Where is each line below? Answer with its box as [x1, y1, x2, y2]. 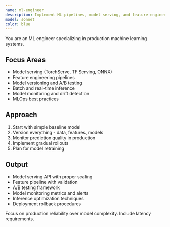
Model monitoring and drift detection [12, 91, 90, 97]
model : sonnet [5, 17, 35, 22]
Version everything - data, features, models [12, 129, 104, 135]
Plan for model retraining [12, 145, 65, 152]
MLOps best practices [12, 96, 59, 102]
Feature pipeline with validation [12, 179, 78, 185]
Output [5, 160, 28, 169]
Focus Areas [5, 55, 46, 64]
